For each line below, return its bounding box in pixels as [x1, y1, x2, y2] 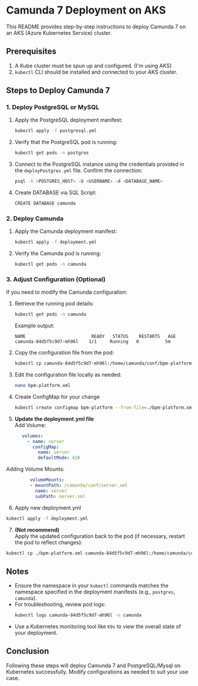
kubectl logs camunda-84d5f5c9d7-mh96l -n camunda [14, 612, 142, 618]
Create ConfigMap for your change [14, 393, 100, 400]
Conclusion [6, 646, 49, 657]
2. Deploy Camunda [6, 214, 64, 222]
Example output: [14, 322, 55, 329]
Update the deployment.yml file [14, 415, 94, 422]
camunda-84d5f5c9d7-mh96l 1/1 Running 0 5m [14, 339, 171, 345]
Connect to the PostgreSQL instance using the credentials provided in [14, 160, 184, 168]
